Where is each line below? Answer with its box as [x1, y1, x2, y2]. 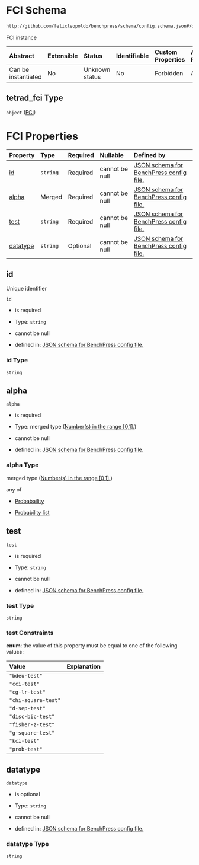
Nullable [99, 151, 124, 159]
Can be [9, 65, 30, 74]
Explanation [66, 662, 101, 671]
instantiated [9, 72, 42, 81]
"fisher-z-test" [9, 722, 55, 728]
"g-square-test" [9, 730, 55, 736]
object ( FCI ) [6, 108, 36, 116]
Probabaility [14, 497, 44, 505]
